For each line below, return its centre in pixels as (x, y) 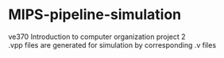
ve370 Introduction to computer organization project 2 (97, 37)
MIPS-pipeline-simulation (95, 15)
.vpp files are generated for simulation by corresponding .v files (112, 44)
